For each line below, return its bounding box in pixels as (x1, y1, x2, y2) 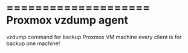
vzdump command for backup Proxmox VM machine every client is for (6, 33, 182, 40)
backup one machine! (6, 40, 60, 47)
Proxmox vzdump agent (6, 13, 129, 27)
